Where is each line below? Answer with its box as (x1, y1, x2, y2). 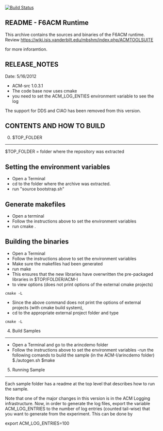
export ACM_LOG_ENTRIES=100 (5, 420, 69, 426)
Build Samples (12, 328, 41, 334)
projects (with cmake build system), (12, 304, 84, 310)
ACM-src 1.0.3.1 (12, 83, 44, 89)
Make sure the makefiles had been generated (12, 261, 103, 266)
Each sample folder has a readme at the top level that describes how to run (5, 380, 155, 387)
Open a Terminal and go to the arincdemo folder (12, 341, 109, 348)
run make (12, 266, 32, 272)
